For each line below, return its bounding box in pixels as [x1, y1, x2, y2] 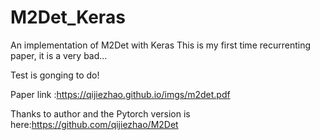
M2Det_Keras [10, 6, 126, 29]
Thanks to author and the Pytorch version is [10, 107, 191, 120]
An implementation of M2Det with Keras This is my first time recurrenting [10, 39, 311, 51]
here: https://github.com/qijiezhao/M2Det [10, 118, 179, 130]
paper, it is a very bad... [10, 49, 108, 61]
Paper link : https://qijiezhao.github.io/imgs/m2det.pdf [10, 88, 231, 100]
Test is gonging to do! [10, 69, 100, 81]
